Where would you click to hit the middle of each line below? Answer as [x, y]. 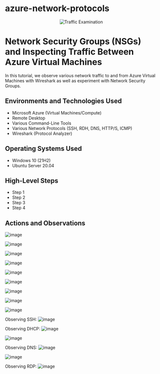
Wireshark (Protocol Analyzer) [42, 133]
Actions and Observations [45, 223]
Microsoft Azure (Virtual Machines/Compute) [57, 113]
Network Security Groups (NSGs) [73, 41]
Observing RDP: [21, 366]
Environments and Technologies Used [64, 101]
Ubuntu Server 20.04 [33, 165]
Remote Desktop [29, 118]
